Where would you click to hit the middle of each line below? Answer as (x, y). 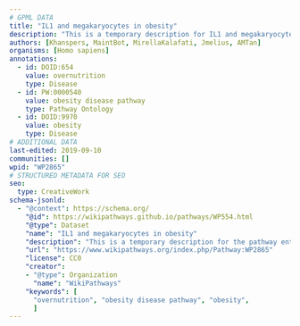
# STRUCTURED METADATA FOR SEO (67, 175)
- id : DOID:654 (46, 68)
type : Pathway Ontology (70, 109)
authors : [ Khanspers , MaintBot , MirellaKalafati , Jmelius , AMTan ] (135, 42)
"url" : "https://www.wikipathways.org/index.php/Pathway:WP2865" (150, 250)
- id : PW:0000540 (50, 92)
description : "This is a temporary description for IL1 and (124, 34)
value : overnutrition (65, 76)
